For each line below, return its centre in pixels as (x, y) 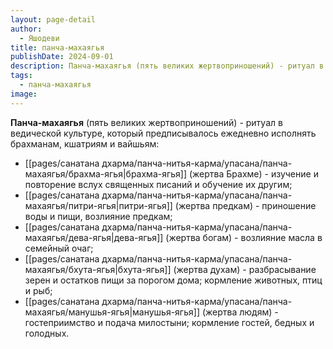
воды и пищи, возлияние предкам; (98, 216)
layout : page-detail (53, 19)
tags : (21, 76)
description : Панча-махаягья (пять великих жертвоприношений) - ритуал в (167, 66)
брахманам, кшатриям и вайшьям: (85, 143)
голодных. (47, 333)
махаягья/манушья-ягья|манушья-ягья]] (112, 312)
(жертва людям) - (240, 312)
